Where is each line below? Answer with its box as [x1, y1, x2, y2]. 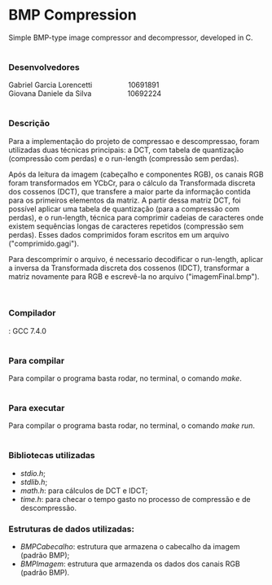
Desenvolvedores [8, 61, 80, 72]
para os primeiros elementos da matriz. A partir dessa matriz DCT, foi [8, 195, 242, 205]
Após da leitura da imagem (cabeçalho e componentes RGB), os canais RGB [8, 169, 264, 179]
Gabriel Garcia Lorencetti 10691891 [8, 80, 160, 90]
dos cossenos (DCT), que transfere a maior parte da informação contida [8, 186, 251, 196]
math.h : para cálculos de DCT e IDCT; [20, 486, 148, 496]
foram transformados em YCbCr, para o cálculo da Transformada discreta [8, 177, 256, 188]
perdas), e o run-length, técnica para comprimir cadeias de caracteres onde [8, 212, 264, 222]
